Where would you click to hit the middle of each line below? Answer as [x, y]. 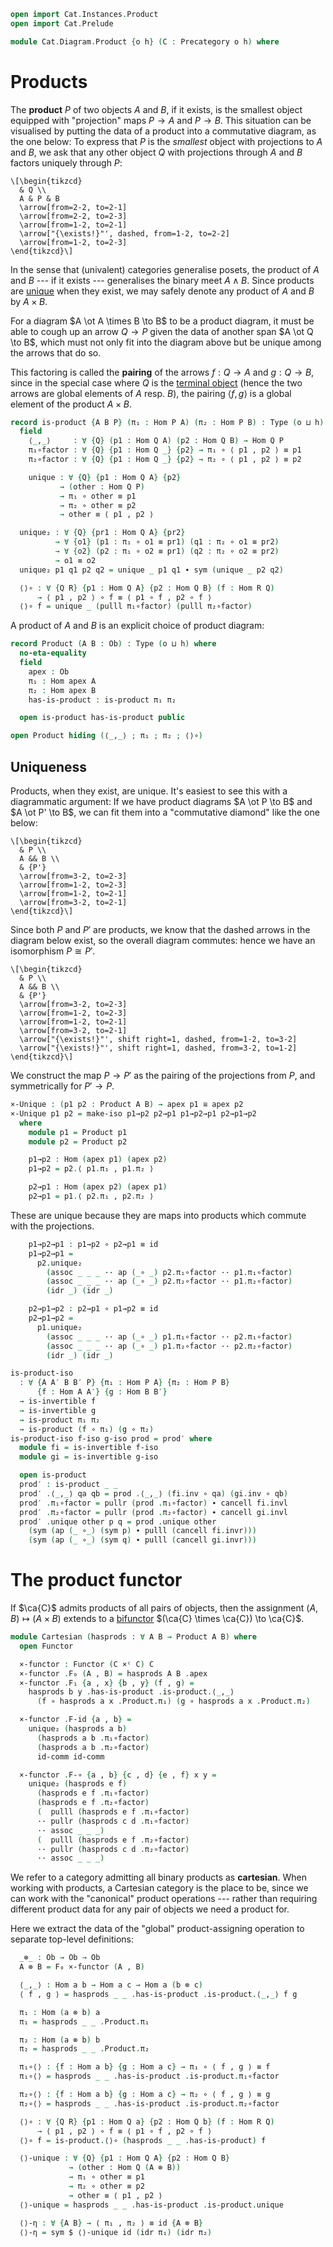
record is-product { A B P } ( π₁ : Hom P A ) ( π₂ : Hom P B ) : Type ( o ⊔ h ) [167, 422]
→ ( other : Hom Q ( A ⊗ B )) [125, 2168]
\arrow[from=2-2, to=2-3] [73, 216]
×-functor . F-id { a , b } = [75, 1720]
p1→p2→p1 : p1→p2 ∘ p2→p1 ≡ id [93, 1244]
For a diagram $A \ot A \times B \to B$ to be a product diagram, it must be [162, 321]
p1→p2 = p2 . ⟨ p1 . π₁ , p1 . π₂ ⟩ [91, 1169]
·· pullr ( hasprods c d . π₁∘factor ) [113, 1821]
